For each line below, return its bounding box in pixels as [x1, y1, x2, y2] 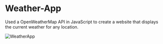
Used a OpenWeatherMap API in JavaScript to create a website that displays [5, 19, 159, 25]
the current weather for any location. [5, 24, 79, 29]
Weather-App [5, 3, 62, 14]
